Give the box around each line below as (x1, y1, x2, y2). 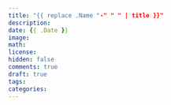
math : (8, 41, 26, 49)
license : (8, 48, 37, 56)
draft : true (8, 70, 47, 78)
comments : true (8, 63, 58, 71)
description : (8, 19, 51, 27)
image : (8, 33, 30, 42)
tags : (8, 77, 26, 85)
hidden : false (8, 56, 55, 64)
